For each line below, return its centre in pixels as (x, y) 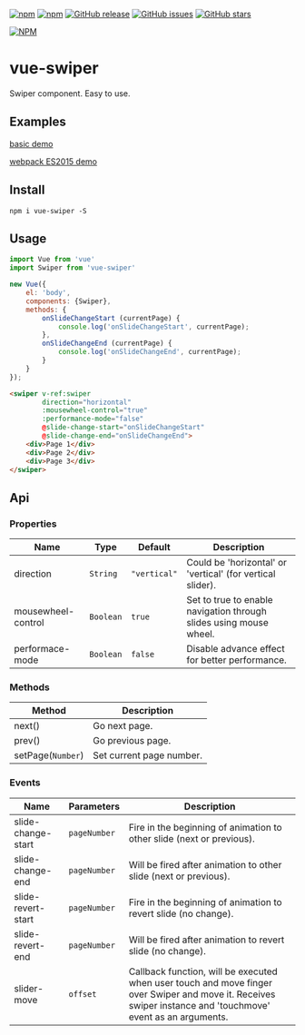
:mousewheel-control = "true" (95, 410)
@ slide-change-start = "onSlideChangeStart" (123, 428)
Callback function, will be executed (203, 971)
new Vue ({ (28, 285)
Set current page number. (147, 755)
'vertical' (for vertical (231, 574)
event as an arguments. (178, 1017)
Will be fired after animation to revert (207, 940)
